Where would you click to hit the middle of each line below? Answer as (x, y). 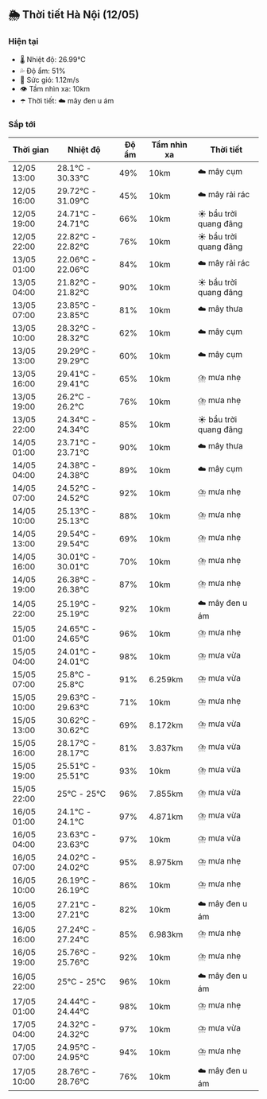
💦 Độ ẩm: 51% (43, 71)
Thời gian (31, 150)
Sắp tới (22, 124)
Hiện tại (23, 41)
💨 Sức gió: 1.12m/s (49, 80)
